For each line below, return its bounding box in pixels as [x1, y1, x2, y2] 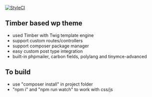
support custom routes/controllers [12, 37, 83, 43]
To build [5, 68, 31, 77]
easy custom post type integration [12, 48, 83, 54]
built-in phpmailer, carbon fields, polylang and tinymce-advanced [12, 53, 147, 59]
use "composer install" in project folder [12, 81, 93, 87]
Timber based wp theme [5, 19, 83, 27]
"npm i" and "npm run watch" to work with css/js [12, 86, 113, 92]
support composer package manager [12, 43, 89, 49]
